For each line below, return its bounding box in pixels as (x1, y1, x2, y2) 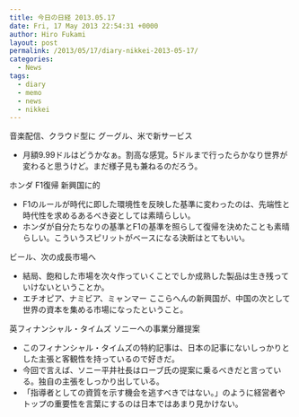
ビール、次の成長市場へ (9, 252, 96, 263)
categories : (9, 55, 54, 64)
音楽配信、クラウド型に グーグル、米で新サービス (9, 131, 193, 142)
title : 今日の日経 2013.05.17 (9, 13, 116, 22)
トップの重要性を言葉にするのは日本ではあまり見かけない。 (22, 398, 243, 409)
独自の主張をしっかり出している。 (38, 376, 164, 387)
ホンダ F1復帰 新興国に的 (9, 180, 101, 191)
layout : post (9, 38, 58, 48)
